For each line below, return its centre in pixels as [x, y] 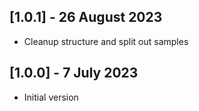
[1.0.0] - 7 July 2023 [74, 73]
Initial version [51, 97]
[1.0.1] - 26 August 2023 [86, 17]
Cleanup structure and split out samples [106, 41]
